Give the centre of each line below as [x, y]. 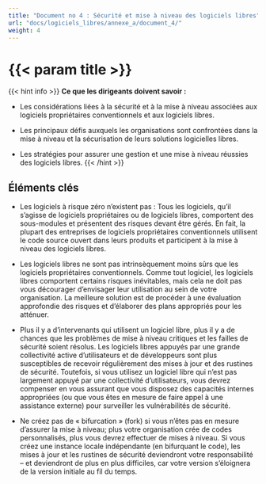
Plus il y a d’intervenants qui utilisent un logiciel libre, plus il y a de [127, 330]
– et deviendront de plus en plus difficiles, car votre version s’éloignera [135, 463]
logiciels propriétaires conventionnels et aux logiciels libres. [117, 115]
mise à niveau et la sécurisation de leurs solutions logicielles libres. [129, 139]
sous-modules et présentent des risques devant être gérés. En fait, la [133, 223]
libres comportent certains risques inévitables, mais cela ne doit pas [131, 281]
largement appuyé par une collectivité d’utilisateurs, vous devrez [125, 380]
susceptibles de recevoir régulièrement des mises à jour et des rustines [136, 364]
